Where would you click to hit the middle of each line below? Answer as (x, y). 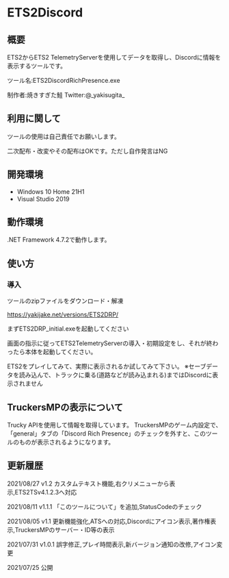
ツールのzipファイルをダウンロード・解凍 (65, 301)
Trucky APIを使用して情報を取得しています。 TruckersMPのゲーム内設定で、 (114, 425)
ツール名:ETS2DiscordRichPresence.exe (64, 80)
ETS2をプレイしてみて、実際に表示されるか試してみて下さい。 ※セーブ (107, 366)
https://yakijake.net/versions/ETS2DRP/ (63, 315)
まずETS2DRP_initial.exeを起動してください (68, 329)
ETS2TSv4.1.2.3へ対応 (46, 492)
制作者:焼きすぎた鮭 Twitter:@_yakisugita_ (66, 95)
